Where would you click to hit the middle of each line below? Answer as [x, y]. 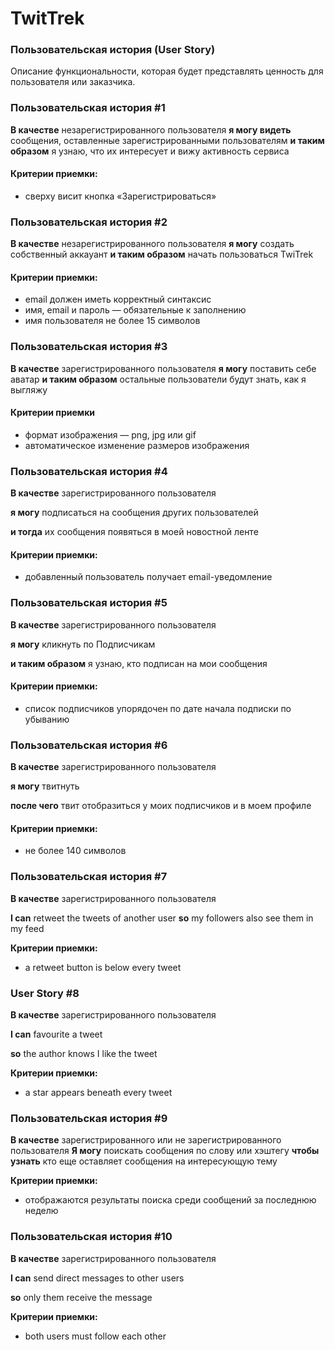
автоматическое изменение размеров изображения [137, 445]
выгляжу [29, 389]
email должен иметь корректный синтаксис [118, 299]
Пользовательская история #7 [89, 877]
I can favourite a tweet [56, 1034]
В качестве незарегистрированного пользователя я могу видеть [151, 129]
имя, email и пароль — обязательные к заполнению [135, 310]
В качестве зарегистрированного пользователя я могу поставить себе [163, 368]
